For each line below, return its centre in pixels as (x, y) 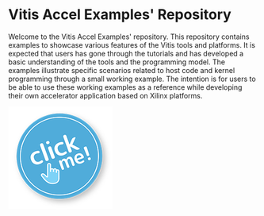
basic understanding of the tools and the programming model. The (117, 62)
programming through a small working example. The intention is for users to (132, 79)
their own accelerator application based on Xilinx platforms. (105, 95)
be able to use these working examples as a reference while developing (125, 87)
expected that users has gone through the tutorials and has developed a (126, 53)
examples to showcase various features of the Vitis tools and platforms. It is (132, 44)
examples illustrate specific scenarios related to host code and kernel (122, 70)
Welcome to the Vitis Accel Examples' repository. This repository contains (129, 37)
